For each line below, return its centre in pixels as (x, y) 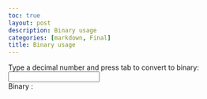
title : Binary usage (42, 45)
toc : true (24, 15)
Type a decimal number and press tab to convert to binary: (104, 67)
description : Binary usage (53, 30)
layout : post (30, 23)
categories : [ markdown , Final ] (60, 38)
